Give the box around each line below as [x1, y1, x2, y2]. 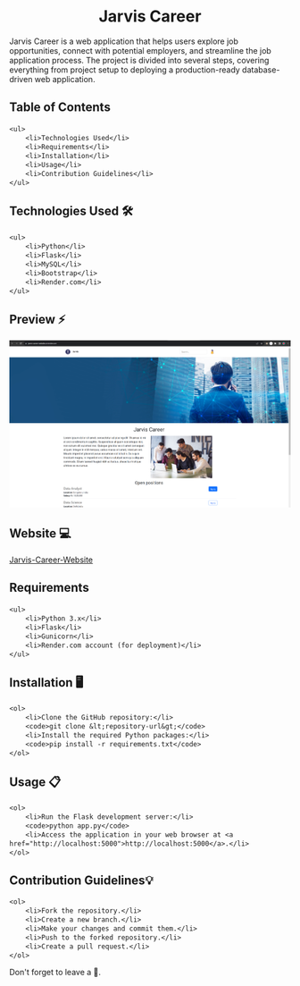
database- [242, 64, 280, 75]
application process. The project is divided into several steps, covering [9, 55, 270, 65]
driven [9, 73, 33, 84]
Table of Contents [9, 100, 112, 115]
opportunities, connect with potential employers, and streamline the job [9, 45, 272, 55]
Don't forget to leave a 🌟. [9, 966, 101, 977]
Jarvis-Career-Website [9, 554, 94, 565]
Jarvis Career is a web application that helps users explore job [9, 36, 239, 46]
